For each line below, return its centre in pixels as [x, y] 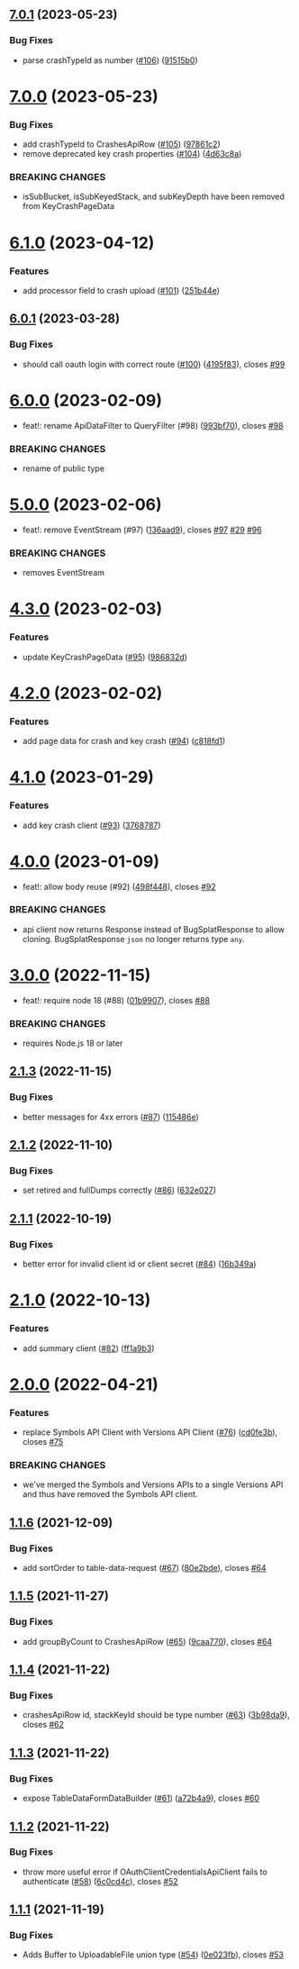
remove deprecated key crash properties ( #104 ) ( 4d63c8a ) [132, 154]
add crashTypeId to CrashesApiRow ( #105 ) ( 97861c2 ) [121, 144]
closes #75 [43, 1442]
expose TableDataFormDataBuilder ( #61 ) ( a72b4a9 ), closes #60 [140, 1798]
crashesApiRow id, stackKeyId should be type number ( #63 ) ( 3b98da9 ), [156, 1715]
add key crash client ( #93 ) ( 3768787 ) [91, 825]
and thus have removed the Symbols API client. [110, 1494]
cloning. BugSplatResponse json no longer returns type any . [133, 939]
